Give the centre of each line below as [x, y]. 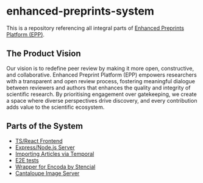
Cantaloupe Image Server [47, 173]
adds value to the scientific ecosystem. [55, 107]
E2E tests [27, 160]
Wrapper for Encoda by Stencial [55, 167]
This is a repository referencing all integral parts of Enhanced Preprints [95, 28]
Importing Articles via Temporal [55, 154]
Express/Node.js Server [45, 147]
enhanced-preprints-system [80, 11]
